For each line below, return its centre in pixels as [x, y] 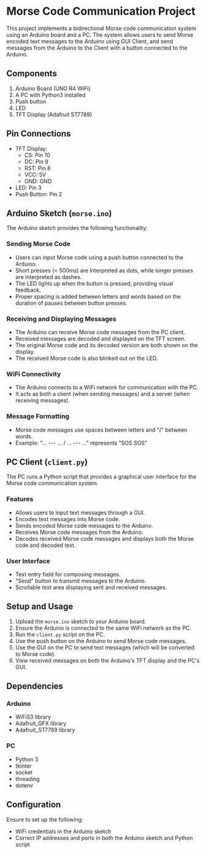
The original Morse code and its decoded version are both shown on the [106, 345]
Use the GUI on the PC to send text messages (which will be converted [105, 647]
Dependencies [35, 686]
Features [20, 499]
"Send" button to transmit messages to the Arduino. [81, 581]
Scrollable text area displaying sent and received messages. [91, 587]
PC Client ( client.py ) [47, 462]
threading [27, 779]
